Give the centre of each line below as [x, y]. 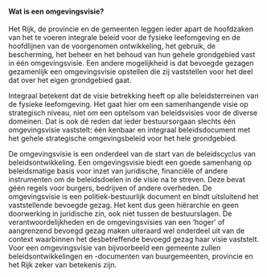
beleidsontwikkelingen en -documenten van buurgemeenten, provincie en [131, 256]
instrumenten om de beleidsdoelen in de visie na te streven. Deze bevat [127, 180]
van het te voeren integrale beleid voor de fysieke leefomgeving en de [125, 38]
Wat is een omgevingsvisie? [56, 11]
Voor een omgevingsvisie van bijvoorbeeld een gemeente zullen [115, 248]
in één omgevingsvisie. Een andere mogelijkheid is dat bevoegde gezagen [131, 63]
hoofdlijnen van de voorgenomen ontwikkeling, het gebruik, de [112, 46]
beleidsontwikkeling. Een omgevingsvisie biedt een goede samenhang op [130, 163]
